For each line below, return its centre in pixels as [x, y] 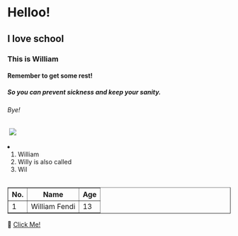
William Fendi [53, 206]
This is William [33, 59]
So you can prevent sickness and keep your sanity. [84, 92]
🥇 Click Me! [24, 224]
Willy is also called [45, 161]
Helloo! [29, 12]
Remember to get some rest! [50, 76]
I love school [36, 39]
